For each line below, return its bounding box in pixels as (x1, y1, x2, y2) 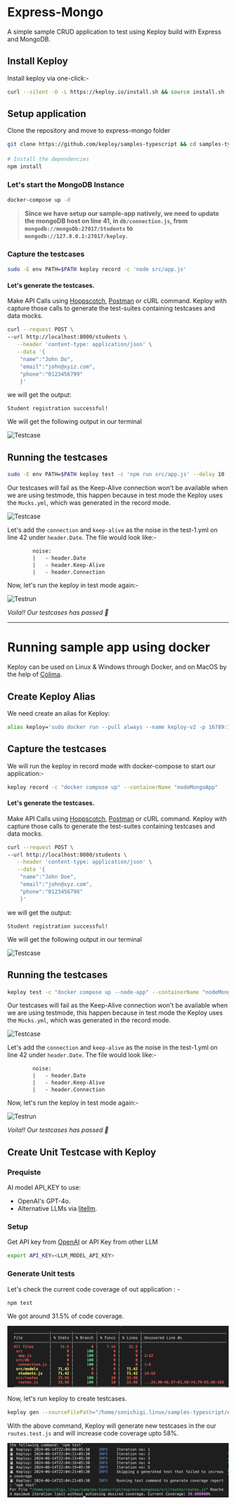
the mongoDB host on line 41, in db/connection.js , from (24, 217, 188, 225)
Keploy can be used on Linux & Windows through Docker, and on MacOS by (7, 663, 227, 671)
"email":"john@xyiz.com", (20, 363, 96, 370)
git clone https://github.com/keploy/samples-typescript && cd (7, 141, 197, 148)
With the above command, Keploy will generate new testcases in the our (7, 1421, 216, 1430)
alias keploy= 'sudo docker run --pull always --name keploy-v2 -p (7, 723, 206, 730)
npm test (7, 1299, 33, 1306)
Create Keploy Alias (7, 690, 96, 702)
